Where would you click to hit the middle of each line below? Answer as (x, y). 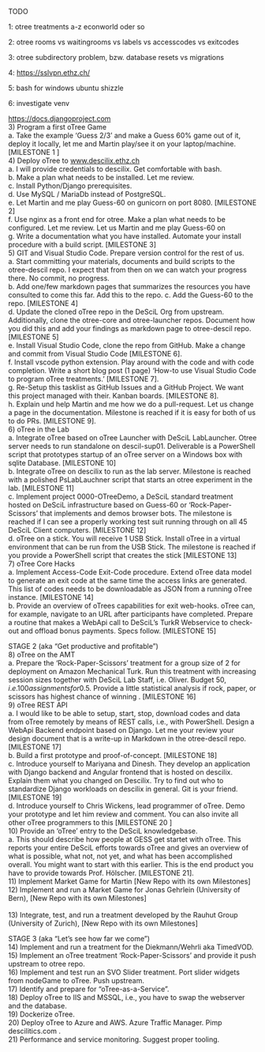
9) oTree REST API (38, 705)
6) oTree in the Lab (39, 429)
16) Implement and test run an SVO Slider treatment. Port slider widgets (124, 972)
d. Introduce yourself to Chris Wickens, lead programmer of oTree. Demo (127, 806)
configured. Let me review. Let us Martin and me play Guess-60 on (117, 228)
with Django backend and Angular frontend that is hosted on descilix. (120, 772)
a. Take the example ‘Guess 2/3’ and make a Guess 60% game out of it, (125, 135)
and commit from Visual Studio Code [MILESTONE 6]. (95, 354)
